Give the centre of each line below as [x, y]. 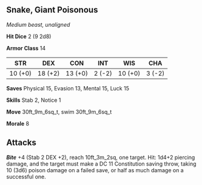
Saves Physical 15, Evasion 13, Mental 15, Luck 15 [68, 88]
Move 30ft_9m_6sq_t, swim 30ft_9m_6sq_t [59, 112]
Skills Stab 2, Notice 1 [34, 100]
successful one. [26, 177]
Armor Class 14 [26, 48]
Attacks [21, 143]
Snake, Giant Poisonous [52, 10]
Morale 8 [18, 123]
